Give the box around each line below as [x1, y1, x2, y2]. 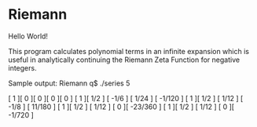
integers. [8, 63, 37, 72]
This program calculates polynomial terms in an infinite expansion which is [8, 46, 250, 56]
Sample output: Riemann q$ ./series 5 [8, 78, 130, 88]
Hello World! [8, 31, 49, 41]
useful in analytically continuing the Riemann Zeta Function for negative [8, 55, 240, 64]
